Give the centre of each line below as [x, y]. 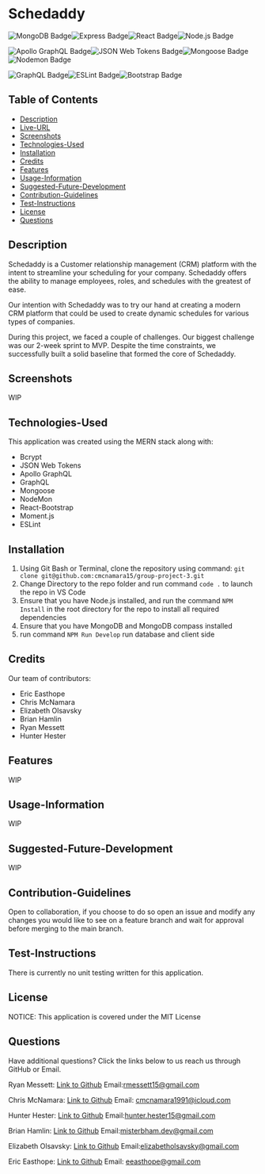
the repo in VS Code [53, 592]
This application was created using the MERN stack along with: [111, 442]
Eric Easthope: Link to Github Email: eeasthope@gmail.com [104, 1161]
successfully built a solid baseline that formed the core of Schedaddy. [122, 354]
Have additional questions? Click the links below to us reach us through [125, 1061]
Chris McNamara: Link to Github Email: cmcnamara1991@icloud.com [119, 1099]
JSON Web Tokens [50, 465]
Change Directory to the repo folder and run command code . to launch [136, 584]
